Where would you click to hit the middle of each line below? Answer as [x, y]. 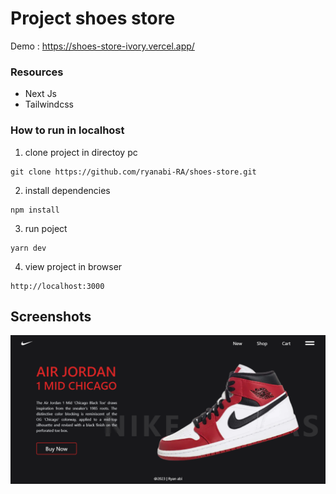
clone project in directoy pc [81, 152]
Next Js [41, 94]
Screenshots [51, 316]
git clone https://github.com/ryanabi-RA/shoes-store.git [133, 172]
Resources [37, 72]
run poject [46, 228]
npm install [35, 210]
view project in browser [73, 266]
